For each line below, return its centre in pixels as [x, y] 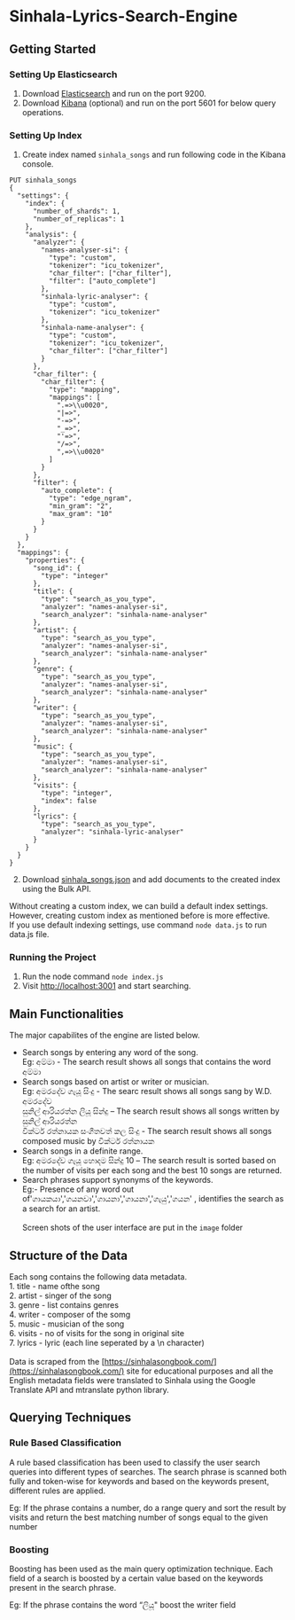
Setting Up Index [46, 135]
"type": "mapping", [85, 390]
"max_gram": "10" [81, 514]
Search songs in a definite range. [82, 1151]
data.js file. [29, 935]
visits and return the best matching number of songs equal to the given [139, 1517]
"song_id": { [57, 568]
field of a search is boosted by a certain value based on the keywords [136, 1578]
